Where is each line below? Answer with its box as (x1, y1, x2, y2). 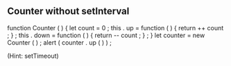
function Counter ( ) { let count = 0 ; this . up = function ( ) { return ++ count (7, 23, 224, 32)
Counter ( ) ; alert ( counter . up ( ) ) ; (7, 38, 112, 47)
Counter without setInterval (7, 5, 130, 17)
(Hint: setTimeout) (7, 52, 59, 60)
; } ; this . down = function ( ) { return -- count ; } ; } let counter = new (7, 31, 205, 39)
